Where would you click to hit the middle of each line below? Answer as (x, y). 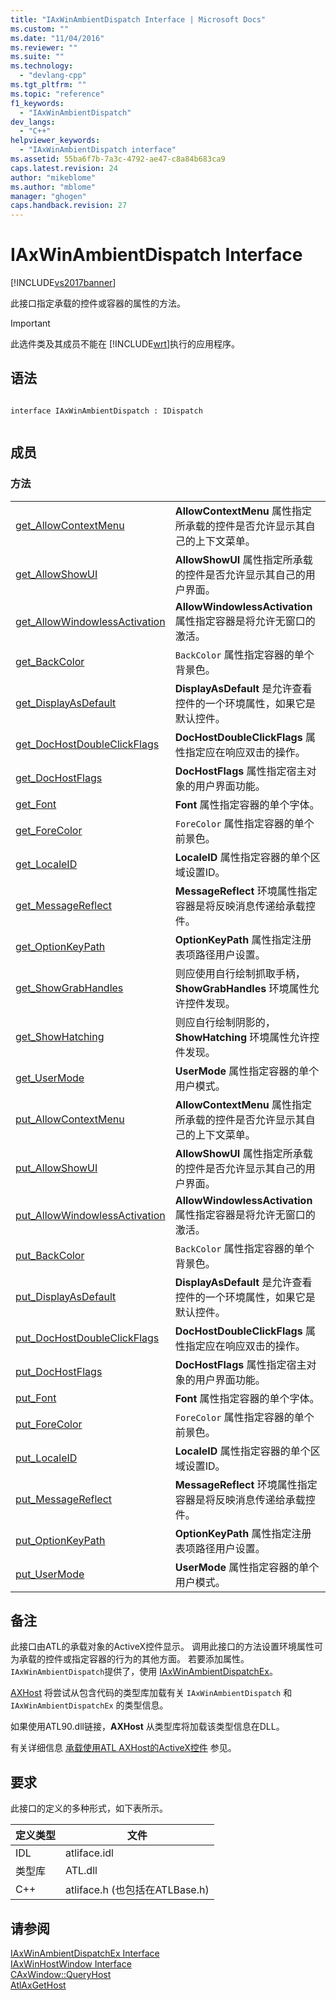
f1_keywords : (37, 103)
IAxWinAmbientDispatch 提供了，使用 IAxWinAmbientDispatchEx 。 (144, 1672)
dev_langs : (33, 122)
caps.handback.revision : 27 (69, 206)
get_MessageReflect (63, 905)
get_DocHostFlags (59, 778)
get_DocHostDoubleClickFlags (87, 744)
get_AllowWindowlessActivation (90, 621)
